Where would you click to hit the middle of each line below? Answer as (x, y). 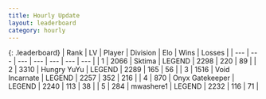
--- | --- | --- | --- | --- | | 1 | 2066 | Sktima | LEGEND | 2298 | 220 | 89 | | (137, 61)
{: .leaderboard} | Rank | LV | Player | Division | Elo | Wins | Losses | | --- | (129, 53)
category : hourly (37, 30)
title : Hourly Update (44, 15)
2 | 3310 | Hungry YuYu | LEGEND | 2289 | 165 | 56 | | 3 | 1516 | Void (119, 70)
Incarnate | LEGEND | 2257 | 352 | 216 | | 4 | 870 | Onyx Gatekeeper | (121, 78)
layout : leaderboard (43, 23)
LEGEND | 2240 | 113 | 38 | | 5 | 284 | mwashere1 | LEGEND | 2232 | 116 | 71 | (133, 86)
